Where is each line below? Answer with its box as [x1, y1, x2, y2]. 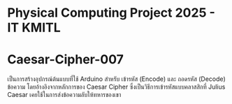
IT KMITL [7, 20, 61, 36]
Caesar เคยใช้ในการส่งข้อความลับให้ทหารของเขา [7, 91, 122, 99]
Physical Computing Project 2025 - [7, 5, 215, 21]
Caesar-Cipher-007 [7, 52, 124, 68]
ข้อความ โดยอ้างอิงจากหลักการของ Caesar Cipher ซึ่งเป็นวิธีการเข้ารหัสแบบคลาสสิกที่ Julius [7, 82, 226, 91]
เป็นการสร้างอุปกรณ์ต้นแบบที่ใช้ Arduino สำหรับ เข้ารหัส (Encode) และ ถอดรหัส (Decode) [7, 75, 226, 83]
